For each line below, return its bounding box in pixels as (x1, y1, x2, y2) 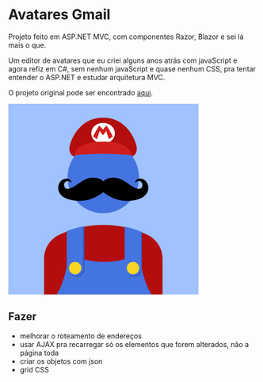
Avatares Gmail (8, 6, 111, 24)
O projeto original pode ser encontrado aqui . (8, 87, 153, 97)
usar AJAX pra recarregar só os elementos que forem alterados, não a (19, 339, 250, 349)
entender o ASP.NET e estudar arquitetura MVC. (8, 72, 166, 82)
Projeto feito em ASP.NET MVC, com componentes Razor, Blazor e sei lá (8, 32, 244, 41)
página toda (19, 348, 59, 357)
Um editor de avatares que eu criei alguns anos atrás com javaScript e (8, 56, 238, 65)
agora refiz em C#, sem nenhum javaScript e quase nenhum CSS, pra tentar (8, 64, 256, 73)
